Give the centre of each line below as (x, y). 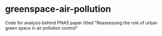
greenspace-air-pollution (58, 9)
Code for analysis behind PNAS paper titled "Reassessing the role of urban (81, 23)
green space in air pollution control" (41, 28)
